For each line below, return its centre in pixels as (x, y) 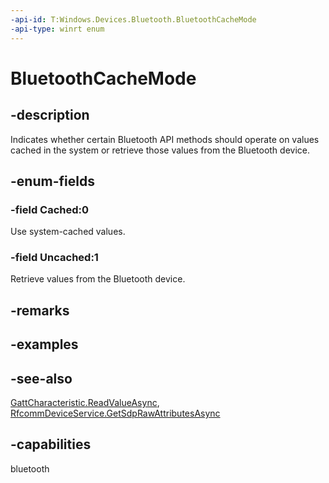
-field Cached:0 (50, 209)
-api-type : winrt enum (57, 29)
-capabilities (51, 444)
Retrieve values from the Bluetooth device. (98, 279)
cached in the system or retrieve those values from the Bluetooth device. (160, 150)
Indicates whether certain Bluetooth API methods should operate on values (165, 139)
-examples (44, 344)
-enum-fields (52, 181)
